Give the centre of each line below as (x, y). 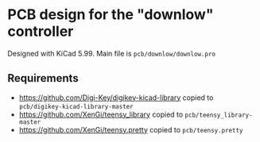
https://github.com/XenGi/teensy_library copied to (101, 114)
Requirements (43, 78)
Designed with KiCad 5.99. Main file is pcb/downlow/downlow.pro (112, 53)
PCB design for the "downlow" (111, 15)
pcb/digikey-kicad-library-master (76, 106)
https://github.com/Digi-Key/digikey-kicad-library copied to (116, 98)
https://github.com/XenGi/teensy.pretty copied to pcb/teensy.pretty (131, 129)
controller (41, 31)
